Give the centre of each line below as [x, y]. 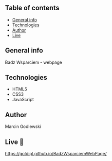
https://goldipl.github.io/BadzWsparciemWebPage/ [56, 154]
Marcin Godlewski [23, 126]
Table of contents [32, 8]
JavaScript [23, 100]
